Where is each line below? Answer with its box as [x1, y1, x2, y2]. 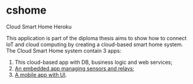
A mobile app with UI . [14, 71, 67, 78]
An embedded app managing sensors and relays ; [14, 64, 135, 72]
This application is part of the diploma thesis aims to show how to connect [6, 34, 187, 41]
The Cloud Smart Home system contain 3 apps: [6, 47, 122, 54]
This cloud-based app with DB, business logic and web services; [14, 59, 173, 66]
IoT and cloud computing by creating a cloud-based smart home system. [6, 41, 184, 48]
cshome [6, 4, 47, 17]
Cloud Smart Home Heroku [6, 23, 72, 30]
